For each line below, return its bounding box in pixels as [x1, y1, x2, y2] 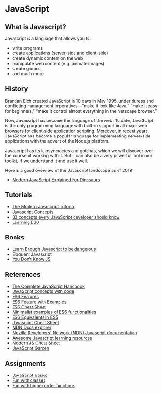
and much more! [12, 71, 45, 76]
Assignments [5, 359, 46, 368]
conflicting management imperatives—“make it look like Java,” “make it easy [5, 103, 158, 109]
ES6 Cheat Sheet [12, 304, 46, 310]
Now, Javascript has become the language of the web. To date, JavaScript [5, 118, 154, 123]
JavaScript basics [12, 373, 48, 378]
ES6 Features [12, 294, 39, 300]
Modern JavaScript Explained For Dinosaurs [12, 176, 100, 183]
